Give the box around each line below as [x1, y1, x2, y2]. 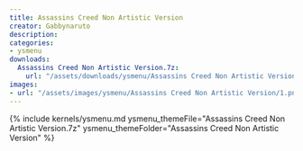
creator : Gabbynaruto [9, 22, 91, 31]
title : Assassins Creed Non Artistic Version [9, 13, 183, 22]
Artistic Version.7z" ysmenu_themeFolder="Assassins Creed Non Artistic [9, 122, 280, 133]
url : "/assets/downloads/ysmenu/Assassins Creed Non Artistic [25, 72, 264, 81]
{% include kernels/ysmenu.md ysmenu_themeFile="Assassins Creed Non [9, 113, 286, 124]
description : [9, 30, 59, 39]
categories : [9, 38, 54, 48]
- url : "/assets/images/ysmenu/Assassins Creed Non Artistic [9, 88, 244, 97]
